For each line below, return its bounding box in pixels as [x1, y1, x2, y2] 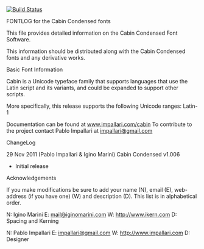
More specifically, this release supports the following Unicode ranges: [6, 102, 182, 110]
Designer [6, 236, 29, 243]
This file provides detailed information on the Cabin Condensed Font [6, 29, 178, 37]
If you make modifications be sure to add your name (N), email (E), [6, 186, 174, 193]
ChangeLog [6, 139, 36, 146]
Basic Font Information [6, 66, 63, 73]
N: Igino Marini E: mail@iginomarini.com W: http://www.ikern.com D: [6, 211, 177, 218]
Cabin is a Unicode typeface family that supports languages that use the [6, 78, 188, 85]
